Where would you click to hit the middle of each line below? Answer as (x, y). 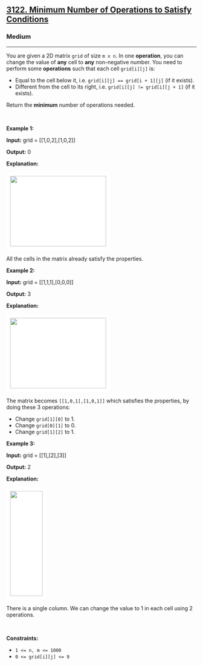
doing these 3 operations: (38, 407)
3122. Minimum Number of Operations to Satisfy (99, 10)
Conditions (27, 20)
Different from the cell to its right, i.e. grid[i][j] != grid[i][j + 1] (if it (105, 87)
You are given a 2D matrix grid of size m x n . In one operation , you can (95, 55)
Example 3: (21, 443)
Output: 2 (19, 467)
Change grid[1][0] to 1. (45, 419)
